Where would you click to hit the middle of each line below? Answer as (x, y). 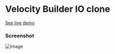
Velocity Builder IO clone (58, 9)
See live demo (20, 23)
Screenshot (20, 36)
